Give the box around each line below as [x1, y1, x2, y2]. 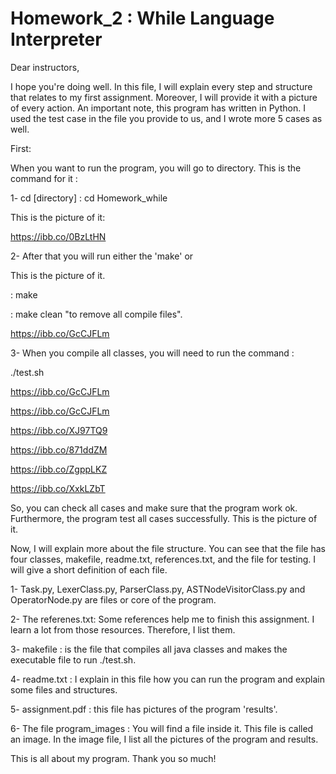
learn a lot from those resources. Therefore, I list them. [10, 623, 236, 636]
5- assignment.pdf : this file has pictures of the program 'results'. [10, 703, 278, 715]
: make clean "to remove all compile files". [10, 308, 183, 320]
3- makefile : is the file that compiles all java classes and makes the [10, 643, 288, 655]
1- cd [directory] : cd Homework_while [10, 192, 168, 204]
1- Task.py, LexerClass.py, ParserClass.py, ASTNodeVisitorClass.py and [10, 583, 306, 595]
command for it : [10, 172, 78, 184]
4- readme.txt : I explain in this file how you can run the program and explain [10, 673, 325, 685]
